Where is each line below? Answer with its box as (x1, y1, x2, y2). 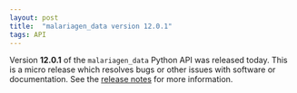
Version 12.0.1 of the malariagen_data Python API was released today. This (9, 55, 288, 66)
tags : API (9, 30, 47, 39)
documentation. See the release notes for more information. (9, 74, 233, 85)
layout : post (9, 13, 59, 23)
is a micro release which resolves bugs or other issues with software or (9, 64, 276, 75)
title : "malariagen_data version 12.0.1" (9, 22, 173, 31)
